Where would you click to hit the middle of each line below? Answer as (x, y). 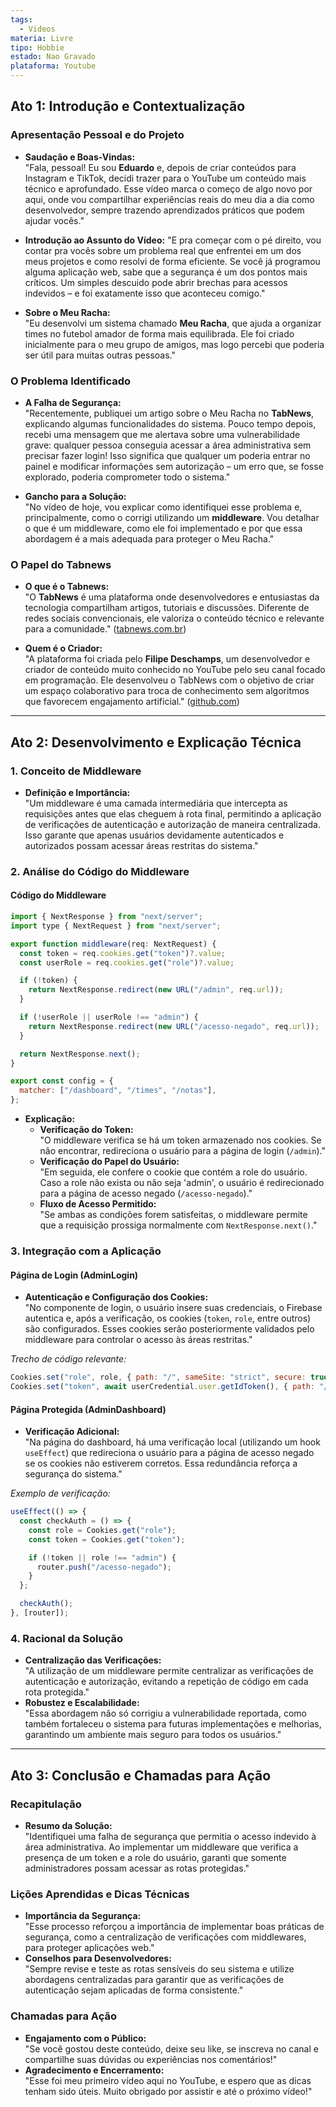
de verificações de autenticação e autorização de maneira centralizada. (172, 824)
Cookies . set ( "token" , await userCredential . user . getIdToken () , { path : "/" (171, 1387)
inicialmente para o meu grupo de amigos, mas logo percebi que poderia (174, 344)
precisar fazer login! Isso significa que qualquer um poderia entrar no (167, 455)
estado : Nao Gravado (53, 57)
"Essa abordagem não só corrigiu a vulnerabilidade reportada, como (165, 1713)
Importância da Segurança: (83, 1916)
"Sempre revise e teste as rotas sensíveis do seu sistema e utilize (159, 1969)
